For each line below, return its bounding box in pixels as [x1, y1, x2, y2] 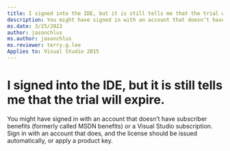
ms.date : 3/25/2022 [7, 23, 63, 29]
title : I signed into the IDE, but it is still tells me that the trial [7, 10, 219, 17]
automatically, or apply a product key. [7, 136, 113, 144]
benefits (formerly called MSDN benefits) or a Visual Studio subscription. [7, 122, 213, 130]
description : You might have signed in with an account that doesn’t [7, 16, 210, 23]
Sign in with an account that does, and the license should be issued [7, 129, 197, 137]
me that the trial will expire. [7, 92, 166, 108]
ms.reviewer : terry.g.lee [7, 42, 81, 49]
